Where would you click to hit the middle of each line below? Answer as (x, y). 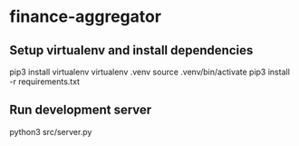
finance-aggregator (85, 17)
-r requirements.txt (44, 82)
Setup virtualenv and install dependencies (131, 50)
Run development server (81, 110)
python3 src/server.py (51, 131)
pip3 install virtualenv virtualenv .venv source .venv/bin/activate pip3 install (149, 72)
